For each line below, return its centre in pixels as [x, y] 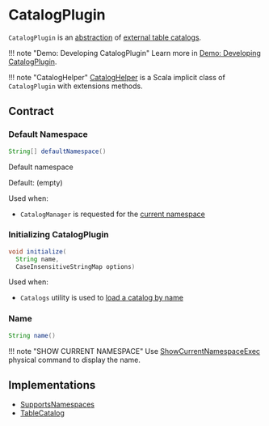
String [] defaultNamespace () [57, 151]
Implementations [52, 385]
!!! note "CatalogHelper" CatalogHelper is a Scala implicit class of [117, 77]
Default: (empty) [36, 182]
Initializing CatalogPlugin [59, 235]
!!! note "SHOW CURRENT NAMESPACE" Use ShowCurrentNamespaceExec [134, 351]
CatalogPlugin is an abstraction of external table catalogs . [105, 37]
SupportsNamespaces [57, 405]
